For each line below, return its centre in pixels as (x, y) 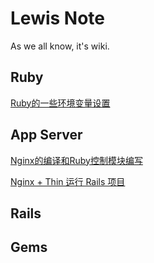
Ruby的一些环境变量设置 (60, 103)
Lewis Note (58, 18)
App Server (46, 135)
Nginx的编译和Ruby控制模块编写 (76, 160)
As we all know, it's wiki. (60, 46)
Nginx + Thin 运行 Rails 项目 (68, 181)
